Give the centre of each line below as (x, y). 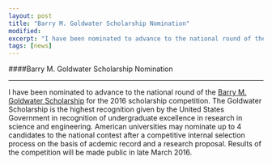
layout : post (30, 16)
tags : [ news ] (30, 46)
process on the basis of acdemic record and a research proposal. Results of (135, 144)
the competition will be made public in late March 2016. (100, 152)
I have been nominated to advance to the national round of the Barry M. (127, 92)
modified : (25, 31)
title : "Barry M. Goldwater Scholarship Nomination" (99, 23)
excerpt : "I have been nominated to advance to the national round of (130, 38)
